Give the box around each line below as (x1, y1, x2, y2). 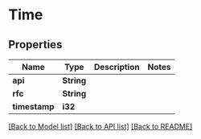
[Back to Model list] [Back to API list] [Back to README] (8, 122, 193, 131)
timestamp (12, 101, 55, 112)
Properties (8, 38, 63, 51)
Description (93, 62, 140, 72)
